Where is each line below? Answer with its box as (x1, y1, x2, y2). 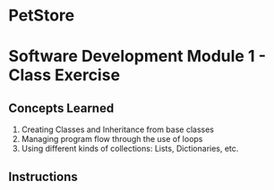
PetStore (8, 5, 75, 26)
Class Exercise (8, 65, 121, 86)
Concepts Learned (8, 100, 115, 116)
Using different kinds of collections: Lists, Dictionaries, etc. (21, 144, 239, 154)
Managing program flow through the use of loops (21, 134, 203, 145)
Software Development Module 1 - (8, 46, 266, 67)
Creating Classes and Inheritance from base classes (21, 124, 214, 135)
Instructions (8, 169, 78, 184)
